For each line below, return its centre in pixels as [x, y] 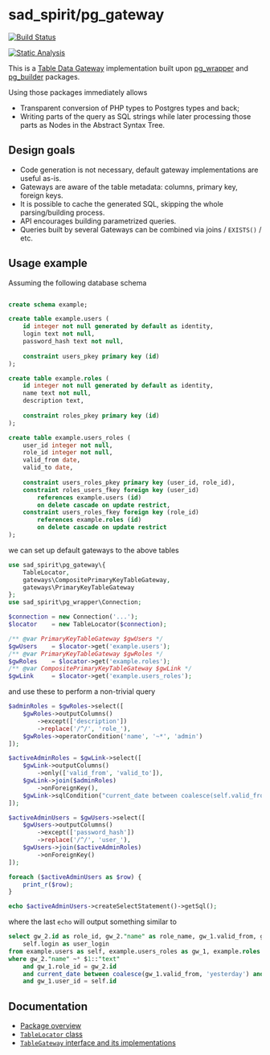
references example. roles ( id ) [90, 520]
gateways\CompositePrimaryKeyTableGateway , [97, 580]
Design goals [42, 150]
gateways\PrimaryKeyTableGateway [79, 587]
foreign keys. [41, 195]
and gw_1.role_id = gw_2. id [70, 967]
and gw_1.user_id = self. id [70, 981]
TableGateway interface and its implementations [98, 1043]
